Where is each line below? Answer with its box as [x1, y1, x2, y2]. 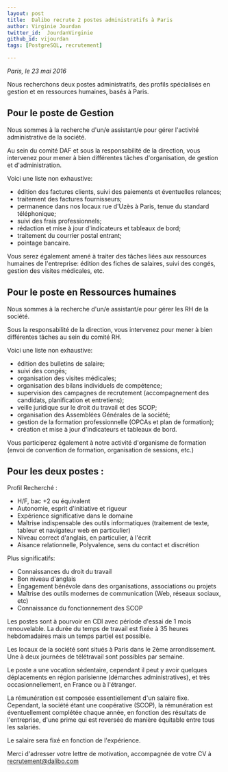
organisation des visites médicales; [16, 374, 116, 382]
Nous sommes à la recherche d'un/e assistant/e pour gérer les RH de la [7, 305, 209, 313]
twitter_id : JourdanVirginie [7, 29, 94, 36]
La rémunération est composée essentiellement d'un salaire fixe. [7, 694, 190, 702]
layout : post [7, 10, 45, 17]
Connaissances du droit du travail [16, 568, 112, 576]
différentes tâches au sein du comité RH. [7, 333, 122, 341]
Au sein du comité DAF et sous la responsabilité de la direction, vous [7, 146, 201, 155]
